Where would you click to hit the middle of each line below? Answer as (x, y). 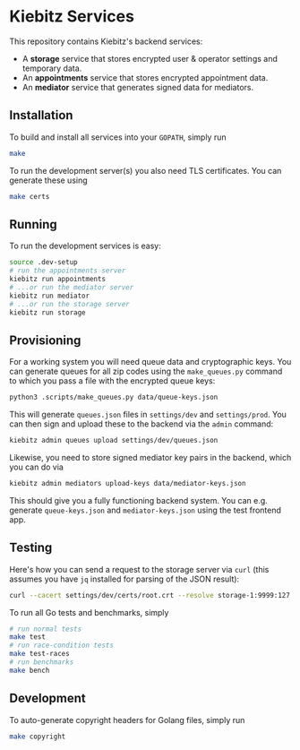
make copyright (38, 737)
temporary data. (52, 68)
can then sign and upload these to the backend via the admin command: (141, 424)
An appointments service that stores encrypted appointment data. (145, 77)
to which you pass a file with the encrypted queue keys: (112, 381)
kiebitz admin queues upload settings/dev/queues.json (114, 441)
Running (34, 224)
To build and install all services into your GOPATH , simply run (118, 137)
